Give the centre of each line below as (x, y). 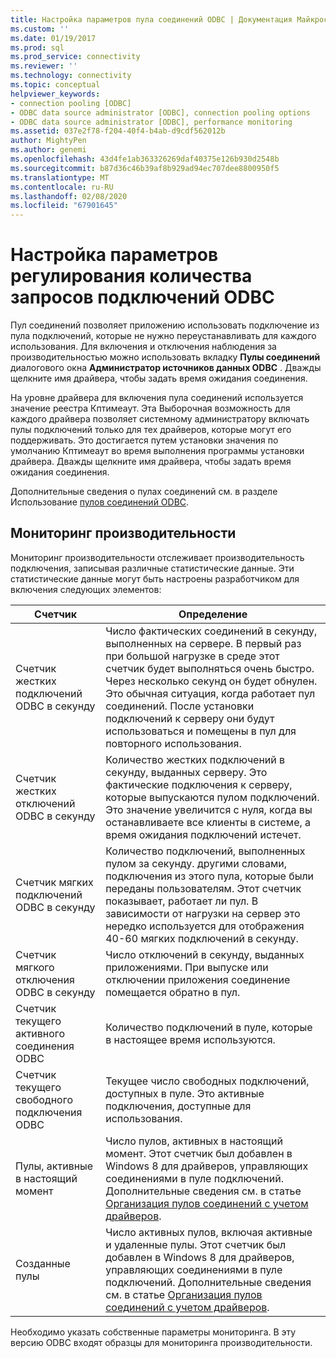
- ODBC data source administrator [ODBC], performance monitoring (151, 122)
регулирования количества (131, 276)
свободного (44, 1099)
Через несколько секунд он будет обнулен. (211, 681)
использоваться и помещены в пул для (201, 731)
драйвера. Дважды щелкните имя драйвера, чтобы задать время (151, 462)
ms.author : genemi (48, 150)
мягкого (35, 967)
